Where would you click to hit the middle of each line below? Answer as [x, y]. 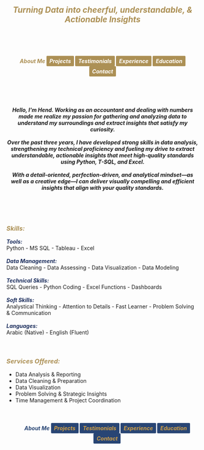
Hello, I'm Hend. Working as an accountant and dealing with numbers [103, 110]
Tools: [14, 242]
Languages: [22, 326]
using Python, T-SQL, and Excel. [103, 162]
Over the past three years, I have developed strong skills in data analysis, [103, 142]
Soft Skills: [20, 300]
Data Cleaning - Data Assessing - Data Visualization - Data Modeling [93, 267]
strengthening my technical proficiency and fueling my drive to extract [103, 148]
